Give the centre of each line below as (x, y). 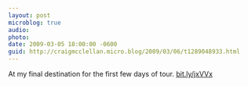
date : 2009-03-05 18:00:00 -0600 (63, 45)
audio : (19, 30)
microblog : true (35, 23)
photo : (19, 37)
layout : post (29, 15)
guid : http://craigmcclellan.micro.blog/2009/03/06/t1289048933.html (124, 52)
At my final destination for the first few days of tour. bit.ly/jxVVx (111, 74)
